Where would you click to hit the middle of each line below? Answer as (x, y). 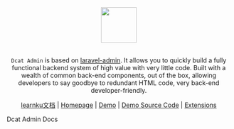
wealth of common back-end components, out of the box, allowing (119, 75)
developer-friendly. (119, 90)
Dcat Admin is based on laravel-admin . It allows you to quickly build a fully (119, 60)
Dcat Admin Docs (32, 119)
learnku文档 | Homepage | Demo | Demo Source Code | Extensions (119, 105)
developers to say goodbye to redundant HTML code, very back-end (119, 83)
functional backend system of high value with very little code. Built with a (119, 68)
